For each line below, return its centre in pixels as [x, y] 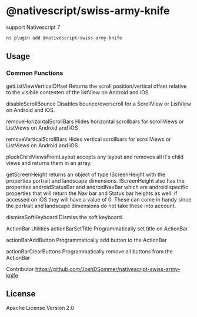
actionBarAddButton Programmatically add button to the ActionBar [86, 240]
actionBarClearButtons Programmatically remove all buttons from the [90, 251]
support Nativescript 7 [33, 27]
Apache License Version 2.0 [40, 308]
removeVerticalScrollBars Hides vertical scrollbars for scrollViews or [89, 139]
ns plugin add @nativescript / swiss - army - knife [64, 38]
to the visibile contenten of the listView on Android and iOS [77, 92]
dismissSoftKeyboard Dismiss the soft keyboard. [65, 217]
